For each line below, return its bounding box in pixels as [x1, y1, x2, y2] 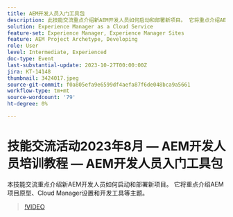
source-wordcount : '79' [7, 94, 76, 101]
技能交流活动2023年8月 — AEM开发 [7, 139, 214, 155]
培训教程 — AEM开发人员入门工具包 [19, 156, 223, 172]
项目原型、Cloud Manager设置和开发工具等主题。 [7, 189, 149, 197]
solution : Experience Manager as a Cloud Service [7, 23, 154, 30]
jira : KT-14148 [7, 68, 51, 75]
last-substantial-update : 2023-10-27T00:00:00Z [7, 62, 148, 69]
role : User [7, 42, 39, 49]
